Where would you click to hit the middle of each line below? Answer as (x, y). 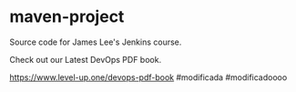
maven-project (67, 17)
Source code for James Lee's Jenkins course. (96, 42)
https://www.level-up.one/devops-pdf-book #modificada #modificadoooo (148, 77)
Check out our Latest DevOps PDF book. (86, 59)
